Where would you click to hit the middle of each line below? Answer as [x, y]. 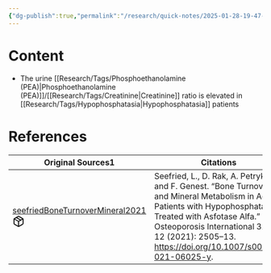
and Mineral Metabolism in [204, 196]
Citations [219, 162]
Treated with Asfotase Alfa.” [207, 216]
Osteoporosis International [204, 226]
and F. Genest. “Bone [194, 186]
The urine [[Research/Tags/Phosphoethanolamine [103, 78]
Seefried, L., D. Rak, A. [196, 176]
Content [36, 55]
